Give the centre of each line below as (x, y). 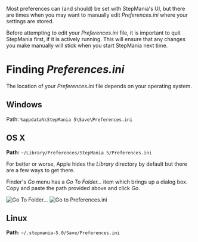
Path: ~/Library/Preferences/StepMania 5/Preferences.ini (79, 152)
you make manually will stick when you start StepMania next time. (87, 45)
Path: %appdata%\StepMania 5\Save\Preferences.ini (69, 119)
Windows (24, 105)
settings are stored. (30, 21)
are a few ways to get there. (41, 170)
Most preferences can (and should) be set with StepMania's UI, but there (96, 9)
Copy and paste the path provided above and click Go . (73, 188)
